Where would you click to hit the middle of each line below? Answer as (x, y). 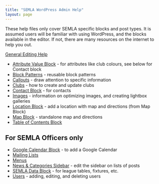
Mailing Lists (25, 155)
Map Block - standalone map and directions (57, 117)
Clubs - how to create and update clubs (53, 85)
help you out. (19, 44)
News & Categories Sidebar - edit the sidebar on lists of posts (76, 166)
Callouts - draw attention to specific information (62, 80)
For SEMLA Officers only (44, 138)
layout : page (19, 14)
